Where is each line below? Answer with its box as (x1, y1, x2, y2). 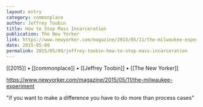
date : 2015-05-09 (6, 43, 50, 49)
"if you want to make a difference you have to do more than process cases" (6, 94, 195, 101)
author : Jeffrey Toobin (6, 20, 66, 26)
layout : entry (6, 8, 42, 15)
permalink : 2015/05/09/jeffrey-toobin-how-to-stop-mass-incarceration (6, 48, 188, 54)
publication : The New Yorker (6, 31, 80, 37)
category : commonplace (6, 14, 63, 20)
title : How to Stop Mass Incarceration (6, 25, 107, 32)
